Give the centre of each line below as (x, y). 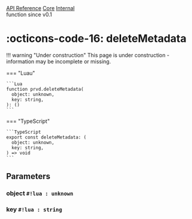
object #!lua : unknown (40, 193)
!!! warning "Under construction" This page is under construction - (88, 55)
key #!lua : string (34, 209)
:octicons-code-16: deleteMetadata (96, 38)
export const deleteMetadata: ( (46, 137)
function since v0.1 (29, 14)
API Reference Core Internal (41, 8)
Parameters (28, 176)
